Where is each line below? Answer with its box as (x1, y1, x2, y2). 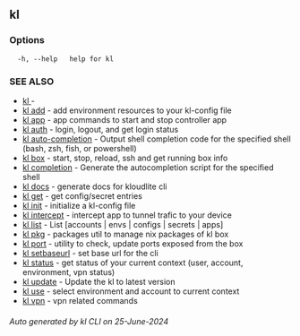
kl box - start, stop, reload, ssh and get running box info (21, 152, 228, 163)
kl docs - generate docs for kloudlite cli (21, 181, 167, 192)
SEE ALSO (9, 75, 55, 88)
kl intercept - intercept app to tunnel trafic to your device (21, 210, 233, 220)
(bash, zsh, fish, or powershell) (21, 142, 137, 153)
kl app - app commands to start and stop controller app (21, 114, 227, 125)
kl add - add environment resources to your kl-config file (21, 105, 232, 116)
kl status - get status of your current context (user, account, (21, 257, 244, 268)
